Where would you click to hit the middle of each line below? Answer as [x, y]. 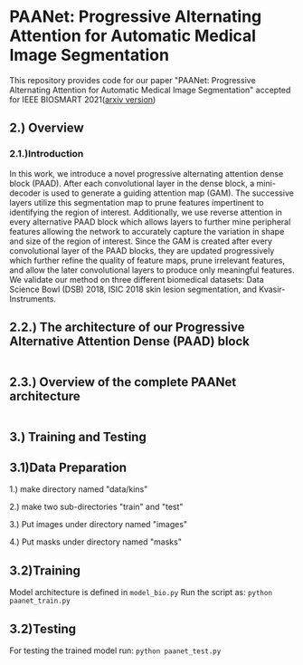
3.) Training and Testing [78, 437]
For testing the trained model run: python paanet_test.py [115, 651]
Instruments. [33, 299]
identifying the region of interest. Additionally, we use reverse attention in [146, 212]
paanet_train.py [40, 601]
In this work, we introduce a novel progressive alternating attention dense [147, 173]
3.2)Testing [43, 628]
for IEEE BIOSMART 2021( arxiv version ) [83, 99]
